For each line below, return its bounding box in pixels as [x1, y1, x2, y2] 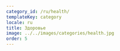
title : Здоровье [6, 25, 46, 31]
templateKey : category [6, 14, 62, 20]
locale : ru [6, 19, 33, 25]
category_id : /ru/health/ [6, 8, 69, 15]
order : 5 [6, 36, 28, 42]
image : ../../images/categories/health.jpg [6, 30, 115, 36]
